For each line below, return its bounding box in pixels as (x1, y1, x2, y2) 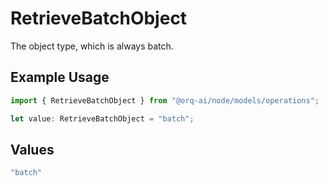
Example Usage (10, 69, 110, 86)
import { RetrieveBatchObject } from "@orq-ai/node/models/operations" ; (10, 95, 320, 106)
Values (10, 141, 55, 158)
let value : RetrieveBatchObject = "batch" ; (10, 113, 195, 124)
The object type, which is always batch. (10, 40, 174, 52)
